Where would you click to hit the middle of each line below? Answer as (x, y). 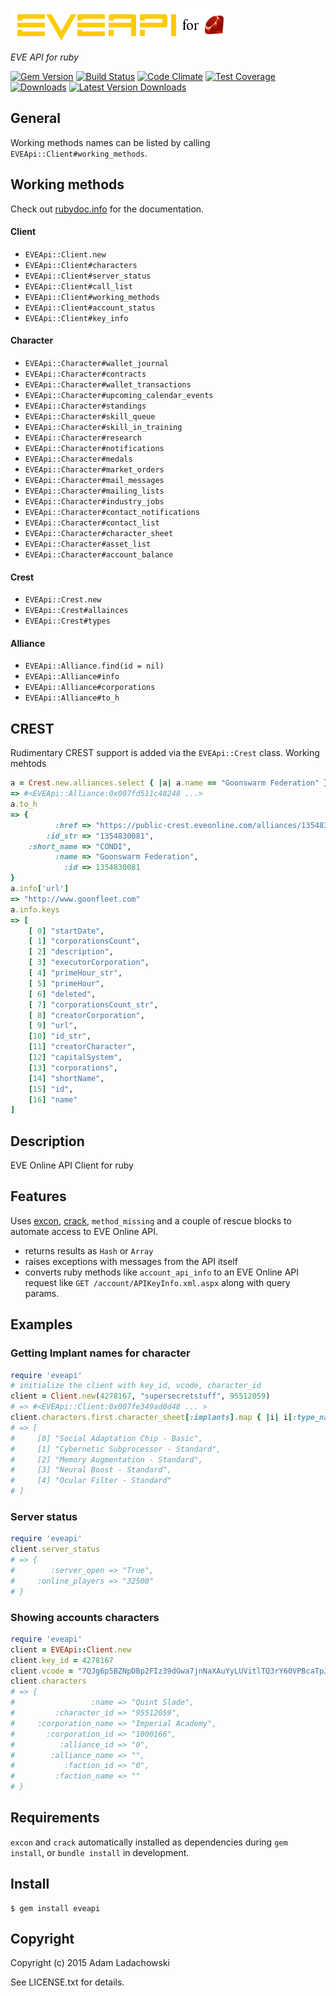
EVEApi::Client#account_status (90, 308)
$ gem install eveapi (55, 1908)
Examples (41, 1324)
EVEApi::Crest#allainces (76, 611)
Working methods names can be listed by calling (110, 142)
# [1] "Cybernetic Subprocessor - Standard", (116, 1449)
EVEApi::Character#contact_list (92, 523)
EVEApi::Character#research (83, 438)
